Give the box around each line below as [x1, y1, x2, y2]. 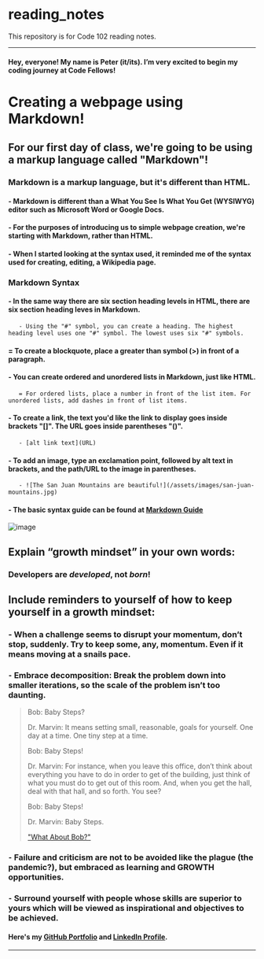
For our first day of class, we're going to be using [8, 141, 253, 154]
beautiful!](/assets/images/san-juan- [127, 482, 255, 490]
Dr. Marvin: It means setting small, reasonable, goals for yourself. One [27, 723, 254, 732]
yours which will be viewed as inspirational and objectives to [8, 903, 245, 914]
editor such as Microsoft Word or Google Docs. [8, 205, 165, 214]
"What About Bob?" [27, 832, 91, 842]
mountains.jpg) [8, 488, 58, 497]
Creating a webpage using [8, 93, 183, 111]
